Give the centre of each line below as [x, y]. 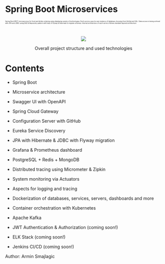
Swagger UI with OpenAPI [39, 102]
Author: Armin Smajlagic [30, 257]
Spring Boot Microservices [62, 9]
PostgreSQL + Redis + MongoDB [46, 160]
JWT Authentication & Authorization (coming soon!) [65, 228]
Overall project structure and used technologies [83, 48]
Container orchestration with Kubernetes [54, 208]
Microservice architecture [39, 92]
